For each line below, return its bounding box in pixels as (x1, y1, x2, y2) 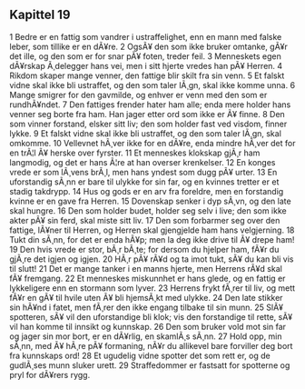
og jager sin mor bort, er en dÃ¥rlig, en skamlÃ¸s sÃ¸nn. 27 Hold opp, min (9, 331, 283, 342)
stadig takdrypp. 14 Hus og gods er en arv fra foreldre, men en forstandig (9, 185, 284, 196)
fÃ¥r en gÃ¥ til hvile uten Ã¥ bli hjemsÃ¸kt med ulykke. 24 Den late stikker (9, 292, 283, 303)
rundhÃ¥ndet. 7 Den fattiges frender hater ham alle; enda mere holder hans (9, 99, 291, 110)
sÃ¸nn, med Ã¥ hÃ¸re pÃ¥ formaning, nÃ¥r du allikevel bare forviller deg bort (9, 340, 293, 351)
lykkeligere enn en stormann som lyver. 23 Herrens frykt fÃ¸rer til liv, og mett (9, 282, 296, 294)
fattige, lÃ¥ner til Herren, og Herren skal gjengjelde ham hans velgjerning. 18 (9, 224, 295, 235)
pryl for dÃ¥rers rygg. (9, 369, 91, 380)
